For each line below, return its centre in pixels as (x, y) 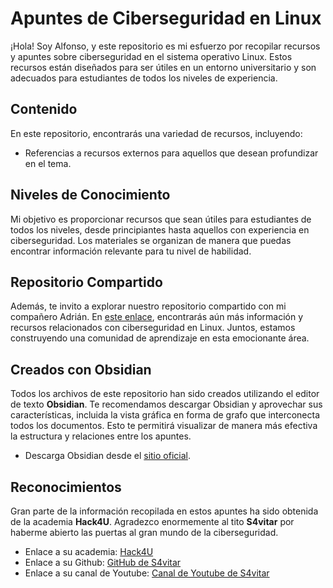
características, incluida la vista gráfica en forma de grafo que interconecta (165, 415)
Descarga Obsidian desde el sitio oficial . (107, 456)
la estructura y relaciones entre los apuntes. (101, 436)
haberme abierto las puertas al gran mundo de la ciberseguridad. (144, 532)
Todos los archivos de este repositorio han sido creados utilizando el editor (165, 394)
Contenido (44, 109)
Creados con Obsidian (81, 369)
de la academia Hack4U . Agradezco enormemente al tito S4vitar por (152, 521)
